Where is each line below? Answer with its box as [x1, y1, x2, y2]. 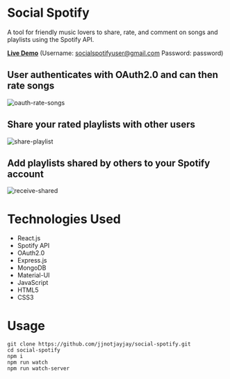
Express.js [17, 256, 47, 265]
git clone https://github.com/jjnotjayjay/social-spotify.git [7, 341, 191, 348]
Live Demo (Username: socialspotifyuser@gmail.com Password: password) [7, 49, 224, 57]
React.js [17, 234, 41, 242]
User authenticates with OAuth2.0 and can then [7, 69, 219, 81]
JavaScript [17, 279, 49, 287]
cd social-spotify [7, 347, 60, 354]
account [7, 168, 44, 180]
